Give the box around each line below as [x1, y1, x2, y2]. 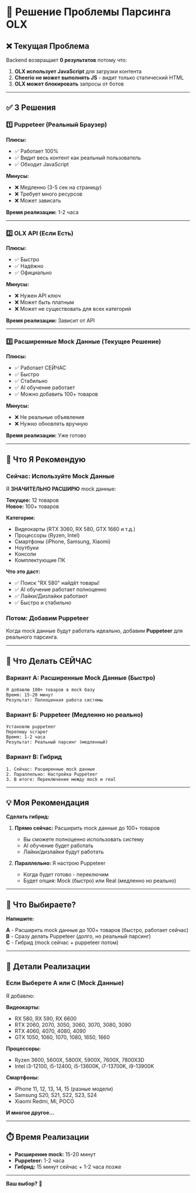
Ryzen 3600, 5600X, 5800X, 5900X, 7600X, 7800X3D [14, 1056, 145, 1063]
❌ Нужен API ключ [14, 292, 61, 299]
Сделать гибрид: [6, 813, 50, 820]
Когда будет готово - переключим [23, 871, 109, 878]
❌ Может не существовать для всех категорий [14, 305, 131, 312]
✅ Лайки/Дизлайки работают [14, 592, 88, 599]
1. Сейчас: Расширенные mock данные [6, 766, 95, 772]
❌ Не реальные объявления [14, 414, 85, 421]
